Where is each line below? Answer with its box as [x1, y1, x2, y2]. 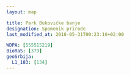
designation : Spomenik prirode [6, 26, 86, 32]
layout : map [6, 9, 37, 15]
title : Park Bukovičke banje [6, 20, 81, 26]
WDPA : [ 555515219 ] [6, 42, 53, 49]
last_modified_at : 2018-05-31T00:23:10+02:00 [6, 31, 124, 37]
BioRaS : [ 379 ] [6, 48, 43, 54]
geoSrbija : [6, 54, 34, 60]
